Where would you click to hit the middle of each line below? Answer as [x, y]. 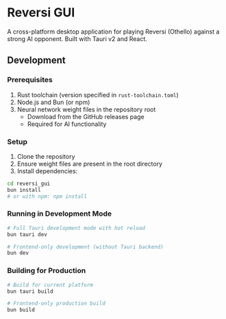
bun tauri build [30, 291]
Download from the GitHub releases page [86, 116]
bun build [21, 310]
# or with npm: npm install [47, 196]
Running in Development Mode [59, 214]
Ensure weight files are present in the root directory [90, 164]
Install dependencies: [47, 171]
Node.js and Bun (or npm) [53, 102]
